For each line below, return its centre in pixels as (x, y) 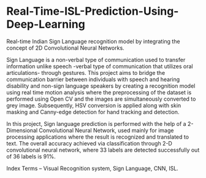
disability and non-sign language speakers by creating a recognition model (101, 86)
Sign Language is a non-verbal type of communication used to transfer (96, 60)
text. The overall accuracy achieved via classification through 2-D (90, 143)
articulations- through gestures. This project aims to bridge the (86, 72)
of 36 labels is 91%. (31, 156)
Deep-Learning (46, 24)
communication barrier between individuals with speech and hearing (93, 79)
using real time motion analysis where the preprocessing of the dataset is (99, 92)
